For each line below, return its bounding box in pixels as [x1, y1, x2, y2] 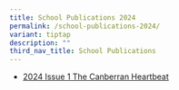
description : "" [9, 38, 71, 48]
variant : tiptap [9, 30, 71, 39]
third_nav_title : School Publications [9, 47, 156, 56]
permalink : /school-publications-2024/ [9, 22, 161, 31]
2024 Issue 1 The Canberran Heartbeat [22, 71, 170, 82]
